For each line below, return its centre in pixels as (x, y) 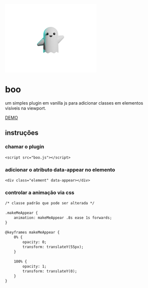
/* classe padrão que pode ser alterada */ (50, 203)
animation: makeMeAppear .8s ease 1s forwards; (63, 218)
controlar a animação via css (40, 192)
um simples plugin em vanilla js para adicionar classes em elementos (74, 103)
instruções (22, 133)
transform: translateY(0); (50, 271)
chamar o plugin (25, 147)
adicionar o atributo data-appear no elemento (60, 170)
